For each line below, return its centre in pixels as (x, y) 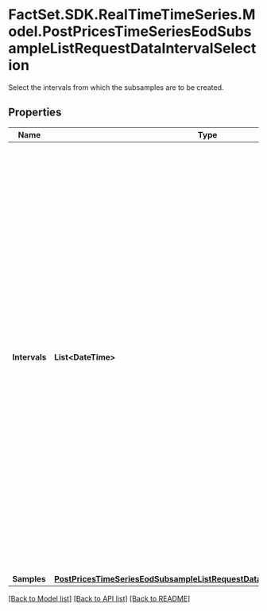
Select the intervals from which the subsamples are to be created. (116, 87)
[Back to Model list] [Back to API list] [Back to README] (99, 598)
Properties (35, 113)
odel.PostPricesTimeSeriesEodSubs (130, 31)
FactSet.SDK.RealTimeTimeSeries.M (132, 15)
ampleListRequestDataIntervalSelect (132, 49)
